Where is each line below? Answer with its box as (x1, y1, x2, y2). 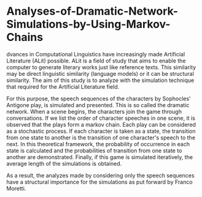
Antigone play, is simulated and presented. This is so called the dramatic (6, 101, 190, 108)
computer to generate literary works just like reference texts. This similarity (6, 63, 196, 71)
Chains (6, 31, 44, 44)
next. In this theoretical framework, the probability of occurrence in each (6, 140, 190, 147)
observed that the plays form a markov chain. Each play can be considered (6, 121, 196, 128)
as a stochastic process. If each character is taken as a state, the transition (6, 127, 196, 135)
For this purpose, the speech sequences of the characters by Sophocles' (6, 95, 192, 102)
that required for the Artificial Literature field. (6, 83, 120, 90)
